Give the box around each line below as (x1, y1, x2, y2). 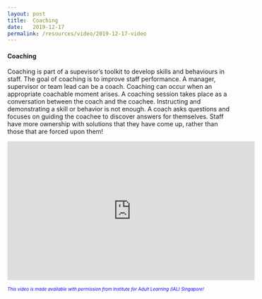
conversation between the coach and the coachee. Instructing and (7, 97, 201, 106)
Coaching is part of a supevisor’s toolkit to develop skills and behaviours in (7, 68, 225, 76)
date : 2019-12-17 (7, 23, 65, 30)
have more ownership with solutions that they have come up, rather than (7, 120, 218, 128)
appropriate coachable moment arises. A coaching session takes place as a (7, 90, 227, 99)
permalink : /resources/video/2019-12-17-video (7, 30, 147, 37)
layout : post (7, 10, 46, 18)
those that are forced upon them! (7, 128, 104, 136)
